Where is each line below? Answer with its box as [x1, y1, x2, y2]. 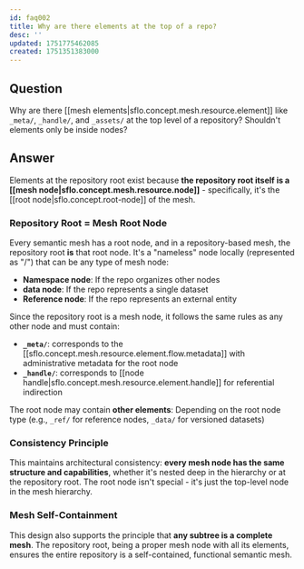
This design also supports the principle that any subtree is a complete [9, 529, 273, 541]
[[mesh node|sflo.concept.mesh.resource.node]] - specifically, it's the [9, 184, 280, 195]
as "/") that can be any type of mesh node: [9, 256, 170, 268]
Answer [9, 151, 55, 166]
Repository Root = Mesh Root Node [9, 216, 168, 229]
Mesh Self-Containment [9, 509, 118, 522]
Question [9, 81, 63, 96]
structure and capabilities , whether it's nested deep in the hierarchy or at [9, 467, 286, 478]
